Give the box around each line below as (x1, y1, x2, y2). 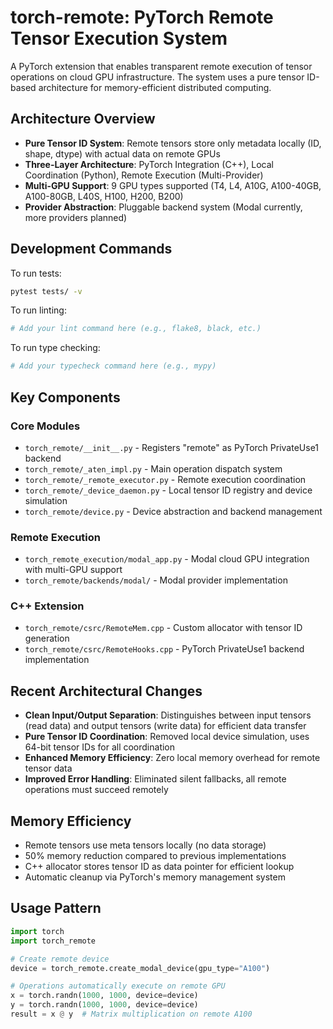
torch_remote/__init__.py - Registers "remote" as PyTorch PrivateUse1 (24, 441, 320, 453)
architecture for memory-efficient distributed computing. (38, 81, 272, 93)
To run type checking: (10, 342, 101, 354)
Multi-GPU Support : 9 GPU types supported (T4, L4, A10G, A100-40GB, (24, 179, 322, 191)
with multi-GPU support (24, 564, 123, 576)
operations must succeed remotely (24, 784, 169, 796)
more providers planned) (24, 211, 128, 223)
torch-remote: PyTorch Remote (10, 6, 274, 29)
